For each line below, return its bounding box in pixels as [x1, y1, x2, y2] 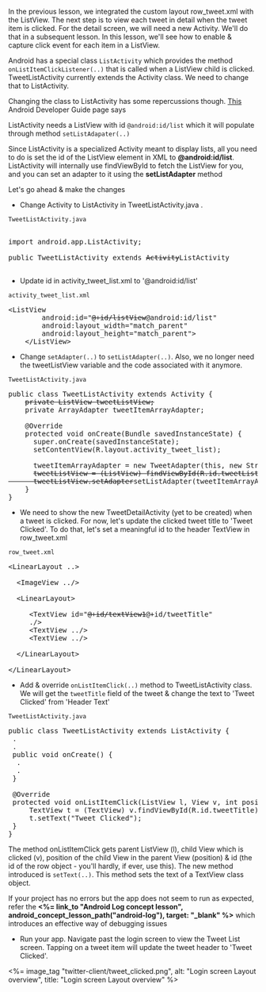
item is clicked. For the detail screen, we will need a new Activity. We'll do [8, 24, 249, 33]
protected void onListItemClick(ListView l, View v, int [12, 798, 238, 806]
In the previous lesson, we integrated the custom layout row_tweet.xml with [8, 7, 254, 16]
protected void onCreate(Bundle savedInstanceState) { [25, 429, 243, 438]
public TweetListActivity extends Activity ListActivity [8, 253, 230, 262]
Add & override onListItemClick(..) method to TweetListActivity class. [19, 680, 253, 690]
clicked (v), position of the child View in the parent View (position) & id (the [8, 853, 253, 862]
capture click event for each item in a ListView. [8, 40, 161, 50]
